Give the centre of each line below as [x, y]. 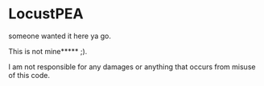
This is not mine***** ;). [48, 51]
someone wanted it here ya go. [60, 36]
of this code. [29, 75]
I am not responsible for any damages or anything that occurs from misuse [132, 66]
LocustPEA [46, 14]
